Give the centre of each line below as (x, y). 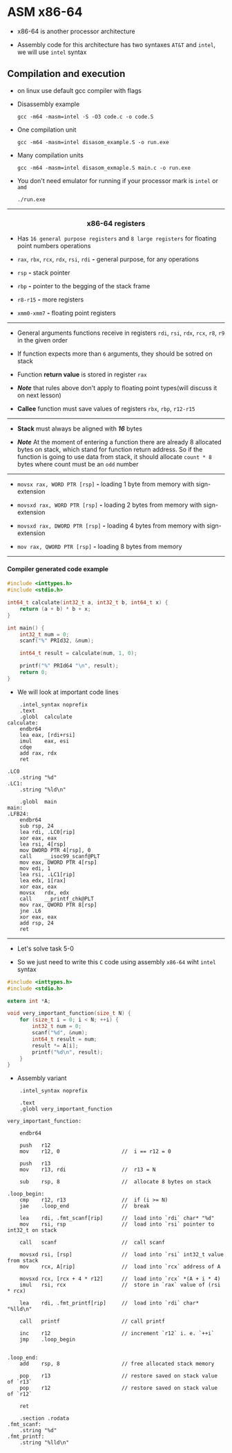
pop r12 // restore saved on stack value (118, 1388)
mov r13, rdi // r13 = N (88, 1170)
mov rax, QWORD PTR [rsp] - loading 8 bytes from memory (99, 547)
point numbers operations (54, 246)
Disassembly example (48, 104)
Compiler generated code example (58, 568)
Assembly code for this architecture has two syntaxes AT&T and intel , (116, 44)
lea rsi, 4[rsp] (43, 844)
